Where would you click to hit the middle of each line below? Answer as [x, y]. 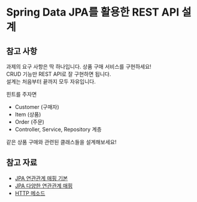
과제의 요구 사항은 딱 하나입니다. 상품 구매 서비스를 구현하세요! [79, 67]
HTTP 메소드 [30, 193]
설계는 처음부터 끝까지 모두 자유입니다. [51, 82]
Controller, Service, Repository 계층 [58, 129]
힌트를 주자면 [22, 94]
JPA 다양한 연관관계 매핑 [44, 185]
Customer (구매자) [37, 107]
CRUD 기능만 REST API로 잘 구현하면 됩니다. [59, 74]
